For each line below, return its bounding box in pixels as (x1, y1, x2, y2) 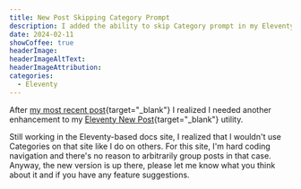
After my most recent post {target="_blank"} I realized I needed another (9, 104, 271, 115)
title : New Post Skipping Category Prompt (9, 13, 170, 22)
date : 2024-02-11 (9, 30, 74, 39)
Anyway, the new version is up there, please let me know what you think (9, 159, 276, 170)
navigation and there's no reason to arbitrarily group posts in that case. (9, 150, 271, 161)
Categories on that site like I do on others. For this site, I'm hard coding (9, 141, 271, 151)
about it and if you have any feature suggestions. (9, 169, 190, 180)
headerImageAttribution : (9, 64, 102, 73)
